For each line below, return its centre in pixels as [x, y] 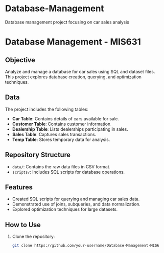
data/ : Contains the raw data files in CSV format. [61, 166]
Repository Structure [38, 155]
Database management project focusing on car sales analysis [67, 22]
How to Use [23, 225]
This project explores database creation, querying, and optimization [73, 77]
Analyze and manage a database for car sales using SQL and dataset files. [80, 71]
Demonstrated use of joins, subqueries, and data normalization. [76, 204]
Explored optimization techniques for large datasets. [65, 209]
